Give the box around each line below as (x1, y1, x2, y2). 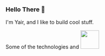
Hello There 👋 (5, 5, 46, 14)
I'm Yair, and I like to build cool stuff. (5, 19, 94, 26)
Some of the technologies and (5, 44, 79, 51)
